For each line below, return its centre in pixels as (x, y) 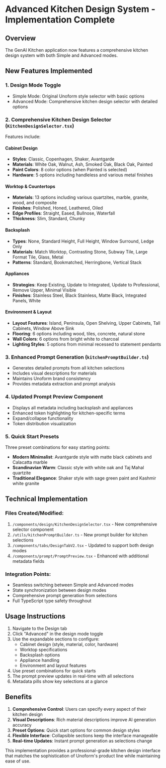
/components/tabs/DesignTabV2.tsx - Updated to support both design (83, 545)
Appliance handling (40, 660)
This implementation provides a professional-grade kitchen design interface (83, 750)
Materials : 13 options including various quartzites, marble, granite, (80, 197)
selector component (33, 529)
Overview (21, 38)
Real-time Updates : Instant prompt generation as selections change (82, 741)
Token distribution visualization (44, 423)
